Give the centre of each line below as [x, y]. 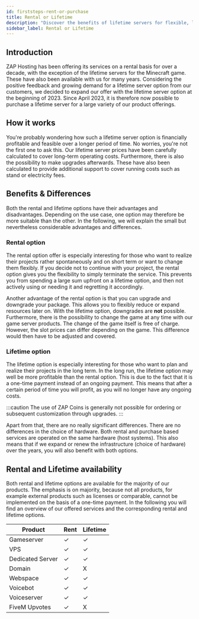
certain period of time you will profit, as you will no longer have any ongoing [99, 390]
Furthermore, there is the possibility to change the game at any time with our [99, 317]
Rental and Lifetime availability [64, 469]
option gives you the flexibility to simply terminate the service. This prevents [99, 274]
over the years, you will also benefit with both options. [72, 450]
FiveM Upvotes [30, 607]
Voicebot [22, 588]
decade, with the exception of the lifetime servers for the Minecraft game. [96, 73]
